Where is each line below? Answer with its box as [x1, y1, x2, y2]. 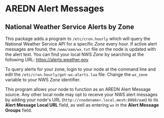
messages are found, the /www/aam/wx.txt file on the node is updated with [5, 46, 156, 52]
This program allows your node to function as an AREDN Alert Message [5, 86, 151, 92]
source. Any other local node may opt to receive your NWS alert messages [5, 92, 158, 97]
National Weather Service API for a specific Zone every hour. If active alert [5, 41, 157, 47]
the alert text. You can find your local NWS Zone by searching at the [5, 51, 144, 57]
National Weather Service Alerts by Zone [5, 23, 135, 31]
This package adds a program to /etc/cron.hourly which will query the [5, 36, 151, 41]
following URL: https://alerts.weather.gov [5, 57, 89, 62]
